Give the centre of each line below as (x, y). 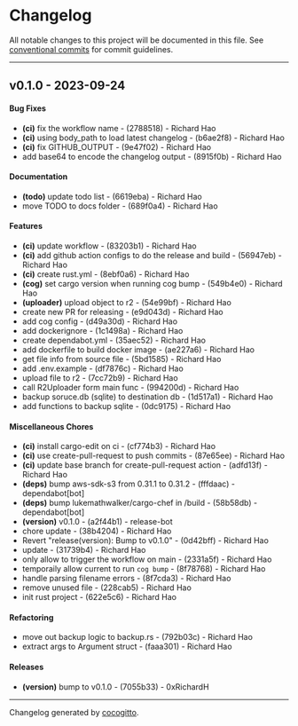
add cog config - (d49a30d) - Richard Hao (100, 321)
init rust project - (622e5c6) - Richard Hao (99, 597)
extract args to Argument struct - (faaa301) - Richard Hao (127, 647)
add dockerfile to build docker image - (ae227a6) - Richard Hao (138, 349)
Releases (27, 667)
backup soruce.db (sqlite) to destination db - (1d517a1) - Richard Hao (147, 397)
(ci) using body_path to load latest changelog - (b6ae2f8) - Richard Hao (153, 138)
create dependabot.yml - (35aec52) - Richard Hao (114, 340)
